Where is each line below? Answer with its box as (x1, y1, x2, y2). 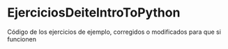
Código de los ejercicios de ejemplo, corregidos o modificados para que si (7, 28, 222, 36)
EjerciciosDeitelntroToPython (7, 5, 181, 21)
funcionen (7, 35, 37, 43)
